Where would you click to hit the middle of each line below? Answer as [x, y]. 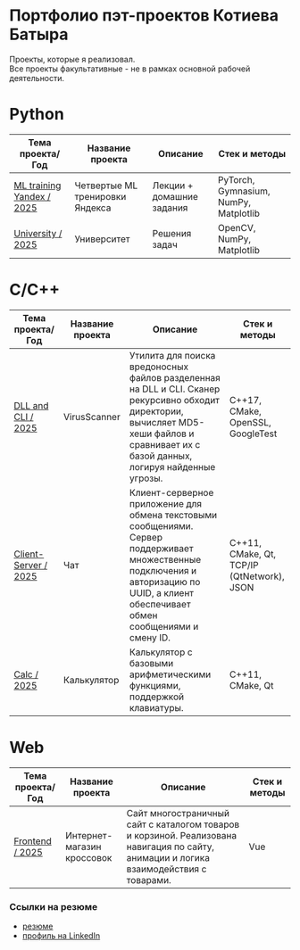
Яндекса [93, 208]
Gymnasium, [244, 191]
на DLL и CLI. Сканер [175, 389]
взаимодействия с [167, 869]
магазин [83, 847]
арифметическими [170, 674]
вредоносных [159, 367]
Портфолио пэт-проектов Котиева [144, 16]
